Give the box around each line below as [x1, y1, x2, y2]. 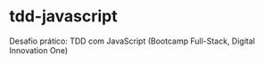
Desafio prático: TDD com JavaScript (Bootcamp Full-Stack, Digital [9, 36, 256, 46]
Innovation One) [9, 44, 69, 55]
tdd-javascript [9, 6, 118, 27]
